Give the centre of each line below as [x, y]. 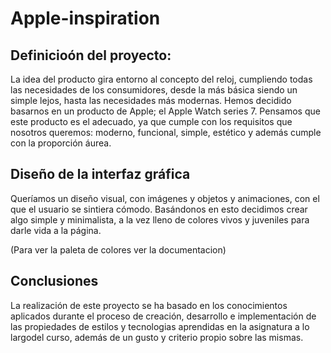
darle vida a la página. [56, 230]
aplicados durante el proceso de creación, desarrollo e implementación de [163, 316]
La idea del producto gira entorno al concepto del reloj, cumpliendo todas [161, 79]
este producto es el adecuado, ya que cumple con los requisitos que [151, 121]
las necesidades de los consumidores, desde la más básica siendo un [154, 90]
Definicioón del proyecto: [91, 55]
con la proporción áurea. [61, 143]
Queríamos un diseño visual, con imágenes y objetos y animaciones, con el [165, 198]
